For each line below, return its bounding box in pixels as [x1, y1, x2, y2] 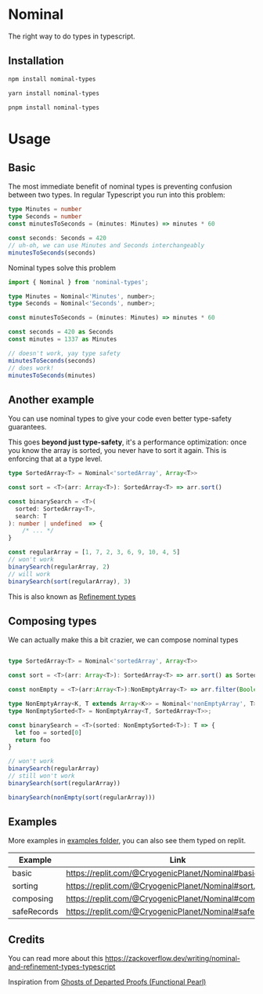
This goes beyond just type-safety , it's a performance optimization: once [8, 437, 247, 447]
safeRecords [12, 906, 59, 917]
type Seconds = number [8, 213, 82, 221]
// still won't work [8, 772, 76, 780]
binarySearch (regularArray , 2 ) [8, 563, 110, 571]
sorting [12, 881, 38, 892]
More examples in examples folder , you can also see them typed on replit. [8, 836, 247, 846]
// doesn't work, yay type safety [8, 349, 121, 357]
